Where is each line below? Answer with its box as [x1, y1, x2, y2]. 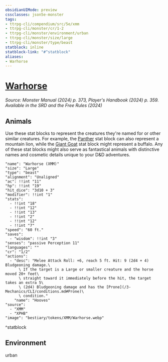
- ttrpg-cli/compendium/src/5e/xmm [5, 21, 80, 27]
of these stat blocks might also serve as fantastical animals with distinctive [5, 146, 159, 152]
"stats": [5, 197, 24, 202]
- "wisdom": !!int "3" [10, 236, 57, 241]
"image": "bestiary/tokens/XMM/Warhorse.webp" [5, 315, 104, 320]
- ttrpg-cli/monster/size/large [5, 36, 73, 41]
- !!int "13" [10, 210, 37, 215]
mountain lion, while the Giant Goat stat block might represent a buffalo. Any [5, 141, 163, 147]
